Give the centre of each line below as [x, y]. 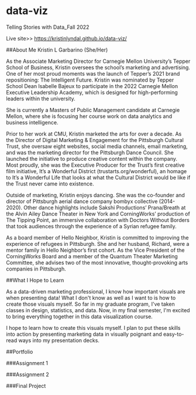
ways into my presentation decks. [59, 340]
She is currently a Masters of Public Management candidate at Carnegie [93, 110]
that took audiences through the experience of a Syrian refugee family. [91, 226]
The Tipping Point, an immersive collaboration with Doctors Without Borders [98, 220]
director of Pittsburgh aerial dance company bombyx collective [82, 201]
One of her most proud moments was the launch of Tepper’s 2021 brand [93, 73]
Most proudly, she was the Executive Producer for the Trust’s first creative [95, 165]
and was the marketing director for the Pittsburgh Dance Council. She [90, 152]
